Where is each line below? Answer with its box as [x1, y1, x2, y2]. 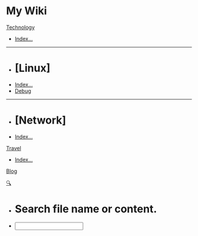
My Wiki [6, 4, 47, 18]
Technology [6, 24, 35, 31]
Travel [6, 144, 22, 151]
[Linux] [14, 62, 51, 75]
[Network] [14, 114, 67, 127]
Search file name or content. [14, 202, 157, 215]
